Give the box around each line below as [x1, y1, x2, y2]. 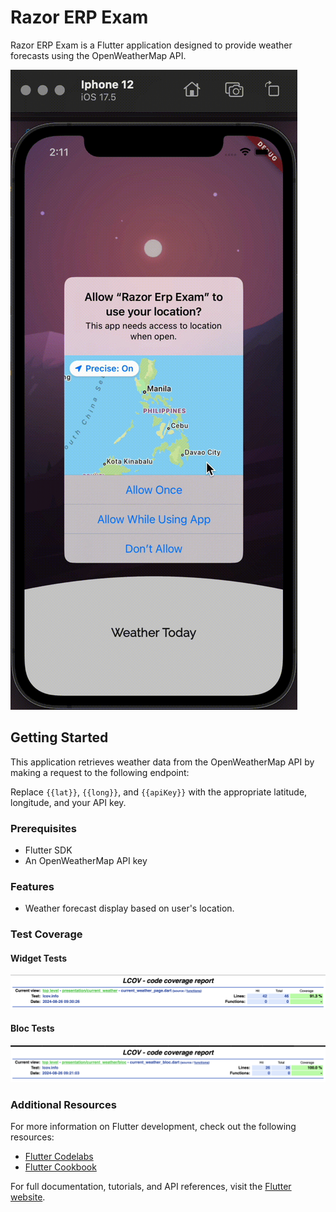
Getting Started [10, 729, 109, 746]
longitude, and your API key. [10, 796, 127, 808]
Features [10, 879, 55, 893]
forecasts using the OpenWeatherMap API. [10, 49, 187, 61]
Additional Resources [10, 1097, 117, 1111]
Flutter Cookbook [24, 1161, 97, 1173]
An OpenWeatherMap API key [24, 855, 148, 867]
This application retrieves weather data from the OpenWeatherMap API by [10, 756, 315, 768]
